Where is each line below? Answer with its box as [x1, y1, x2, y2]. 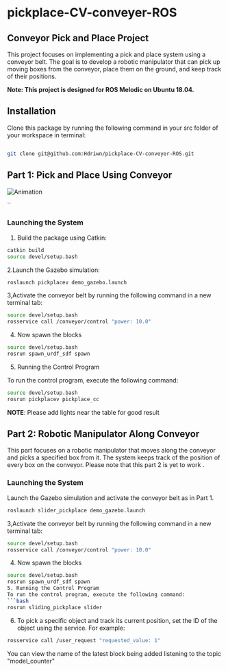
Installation [7, 105, 56, 117]
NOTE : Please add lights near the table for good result [7, 408, 160, 416]
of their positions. [7, 72, 57, 80]
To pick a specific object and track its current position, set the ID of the [16, 616, 218, 624]
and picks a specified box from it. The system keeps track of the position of [7, 453, 220, 462]
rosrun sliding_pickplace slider [7, 604, 103, 611]
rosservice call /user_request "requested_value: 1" [7, 637, 161, 644]
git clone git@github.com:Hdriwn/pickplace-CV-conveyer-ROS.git [7, 150, 194, 157]
